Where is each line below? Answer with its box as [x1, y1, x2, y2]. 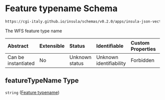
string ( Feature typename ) [5, 89, 60, 95]
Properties [131, 45, 156, 52]
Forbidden [131, 57, 155, 63]
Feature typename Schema [5, 3, 118, 14]
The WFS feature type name [5, 28, 62, 34]
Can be [7, 54, 25, 60]
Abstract [7, 42, 28, 49]
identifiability [96, 60, 126, 66]
